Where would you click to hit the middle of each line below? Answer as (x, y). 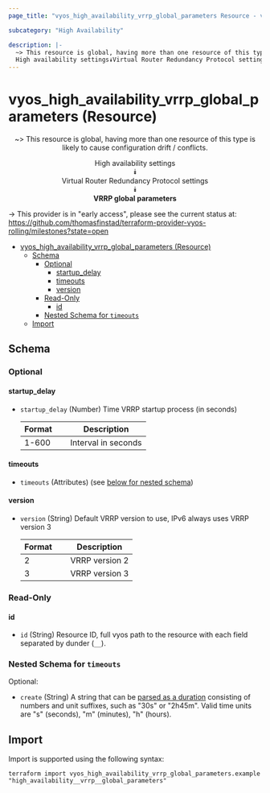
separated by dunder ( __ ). (63, 643)
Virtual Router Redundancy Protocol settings (135, 181)
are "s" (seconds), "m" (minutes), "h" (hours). (96, 714)
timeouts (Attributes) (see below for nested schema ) (107, 482)
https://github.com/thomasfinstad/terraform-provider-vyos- (107, 223)
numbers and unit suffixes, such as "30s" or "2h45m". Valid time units (135, 706)
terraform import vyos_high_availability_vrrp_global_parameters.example (135, 774)
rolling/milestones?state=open (59, 231)
